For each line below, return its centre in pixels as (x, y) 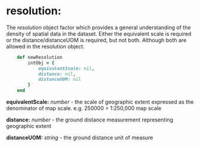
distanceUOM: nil (60, 79)
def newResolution (40, 57)
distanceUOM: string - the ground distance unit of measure (80, 137)
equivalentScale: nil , (66, 68)
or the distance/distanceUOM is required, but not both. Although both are (96, 40)
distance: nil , (57, 74)
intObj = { (41, 63)
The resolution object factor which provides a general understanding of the (99, 27)
